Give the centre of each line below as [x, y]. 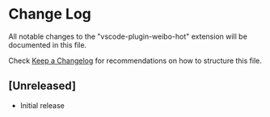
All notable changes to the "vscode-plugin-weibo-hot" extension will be [128, 36]
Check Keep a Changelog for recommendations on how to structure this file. [135, 61]
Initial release [42, 105]
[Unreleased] [42, 86]
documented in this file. [48, 44]
